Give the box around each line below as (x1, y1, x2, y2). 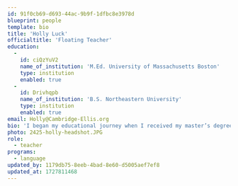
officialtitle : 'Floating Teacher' (7, 37, 113, 44)
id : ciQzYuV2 (20, 57, 59, 64)
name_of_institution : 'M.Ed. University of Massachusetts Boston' (20, 63, 220, 70)
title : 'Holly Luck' (7, 30, 69, 37)
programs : (7, 149, 37, 156)
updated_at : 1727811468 (7, 168, 78, 175)
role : (7, 135, 23, 142)
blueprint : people (7, 17, 62, 24)
